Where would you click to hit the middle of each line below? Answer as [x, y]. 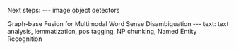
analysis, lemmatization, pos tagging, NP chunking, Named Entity [102, 31]
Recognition [25, 39]
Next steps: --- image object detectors [64, 10]
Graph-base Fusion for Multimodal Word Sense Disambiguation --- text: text [118, 24]
